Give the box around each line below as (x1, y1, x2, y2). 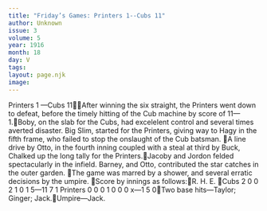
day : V (8, 57, 30, 64)
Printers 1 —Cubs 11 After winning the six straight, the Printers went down (8, 100, 257, 110)
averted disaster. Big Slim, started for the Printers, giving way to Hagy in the (8, 125, 257, 135)
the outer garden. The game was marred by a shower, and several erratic (8, 168, 253, 178)
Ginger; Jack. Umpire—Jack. (8, 193, 106, 203)
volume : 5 (8, 33, 41, 42)
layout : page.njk (8, 71, 66, 79)
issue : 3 (8, 26, 37, 34)
